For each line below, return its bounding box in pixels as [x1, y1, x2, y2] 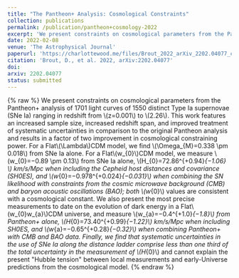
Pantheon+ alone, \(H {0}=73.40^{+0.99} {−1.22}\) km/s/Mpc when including [7, 217, 230, 226]
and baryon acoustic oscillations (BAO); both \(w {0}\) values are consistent [7, 187, 229, 196]
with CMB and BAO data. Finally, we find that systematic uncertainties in [7, 232, 221, 241]
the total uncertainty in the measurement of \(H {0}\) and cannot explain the [7, 247, 228, 257]
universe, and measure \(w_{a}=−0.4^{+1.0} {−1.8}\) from [64, 210, 230, 218]
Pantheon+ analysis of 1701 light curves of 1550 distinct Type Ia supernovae [7, 104, 230, 113]
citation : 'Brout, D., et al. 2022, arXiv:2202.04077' [7, 57, 174, 64]
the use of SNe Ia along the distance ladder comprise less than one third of [7, 240, 229, 249]
